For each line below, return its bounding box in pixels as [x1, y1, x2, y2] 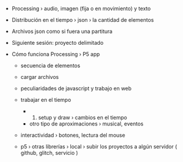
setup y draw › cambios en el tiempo [38, 114, 128, 121]
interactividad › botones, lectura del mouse [20, 132, 126, 138]
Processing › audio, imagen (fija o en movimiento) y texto [11, 5, 151, 12]
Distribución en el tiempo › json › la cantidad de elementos [11, 16, 154, 23]
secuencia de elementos [20, 62, 81, 69]
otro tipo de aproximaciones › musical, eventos [29, 120, 143, 127]
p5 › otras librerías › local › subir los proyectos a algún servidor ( [20, 143, 177, 150]
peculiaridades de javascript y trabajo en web [20, 85, 132, 92]
